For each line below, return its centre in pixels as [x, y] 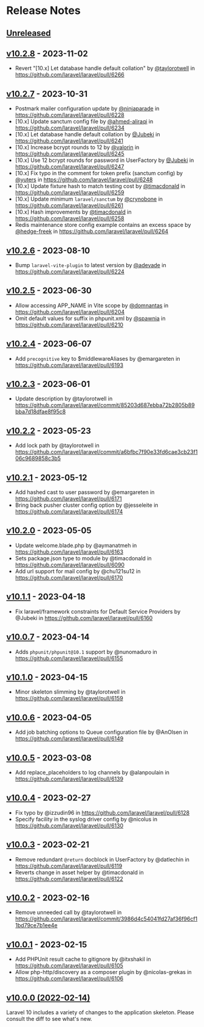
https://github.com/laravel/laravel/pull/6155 [69, 658]
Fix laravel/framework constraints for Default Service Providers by [98, 611]
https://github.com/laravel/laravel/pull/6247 [70, 167]
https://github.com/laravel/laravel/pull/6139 [69, 779]
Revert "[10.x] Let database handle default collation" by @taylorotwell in [105, 68]
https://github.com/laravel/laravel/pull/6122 [69, 879]
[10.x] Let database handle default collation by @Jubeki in [87, 134]
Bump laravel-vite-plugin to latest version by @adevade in [90, 265]
